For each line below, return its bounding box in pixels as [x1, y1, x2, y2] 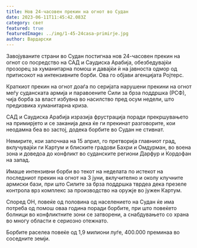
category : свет [6, 20, 44, 26]
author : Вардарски [6, 36, 52, 42]
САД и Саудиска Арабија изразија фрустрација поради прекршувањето [6, 113, 189, 120]
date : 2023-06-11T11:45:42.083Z [6, 14, 86, 20]
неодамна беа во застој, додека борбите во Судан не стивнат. [6, 126, 164, 133]
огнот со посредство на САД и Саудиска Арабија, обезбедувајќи [6, 59, 172, 66]
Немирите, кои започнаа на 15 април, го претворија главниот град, [6, 138, 177, 144]
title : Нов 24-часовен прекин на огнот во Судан [6, 8, 129, 15]
